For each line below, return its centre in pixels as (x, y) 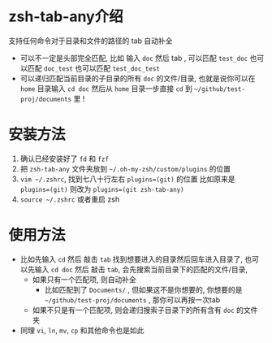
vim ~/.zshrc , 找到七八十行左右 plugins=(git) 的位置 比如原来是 (127, 179)
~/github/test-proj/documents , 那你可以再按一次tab (132, 300)
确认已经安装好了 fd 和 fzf (65, 158)
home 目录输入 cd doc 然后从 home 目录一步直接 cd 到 (106, 88)
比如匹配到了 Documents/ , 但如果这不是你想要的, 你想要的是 (143, 289)
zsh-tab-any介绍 (66, 17)
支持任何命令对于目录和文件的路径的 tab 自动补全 (91, 41)
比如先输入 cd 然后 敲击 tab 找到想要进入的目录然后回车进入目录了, (132, 259)
